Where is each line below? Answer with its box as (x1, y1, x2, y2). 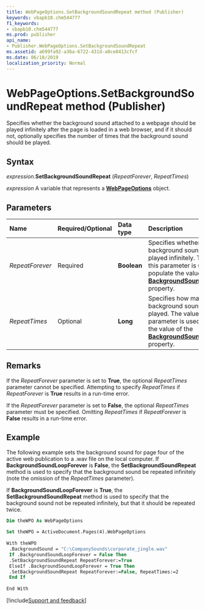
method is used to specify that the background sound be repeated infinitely (6, 468, 196, 475)
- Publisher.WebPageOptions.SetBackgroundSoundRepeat (6, 43, 146, 49)
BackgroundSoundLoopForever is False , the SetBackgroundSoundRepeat (6, 462, 196, 469)
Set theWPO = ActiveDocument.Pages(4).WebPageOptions (6, 529, 146, 535)
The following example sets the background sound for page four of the (6, 448, 184, 456)
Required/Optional (57, 224, 112, 233)
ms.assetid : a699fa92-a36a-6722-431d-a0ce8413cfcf (6, 49, 138, 55)
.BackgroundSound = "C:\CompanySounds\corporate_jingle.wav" (9, 546, 168, 553)
